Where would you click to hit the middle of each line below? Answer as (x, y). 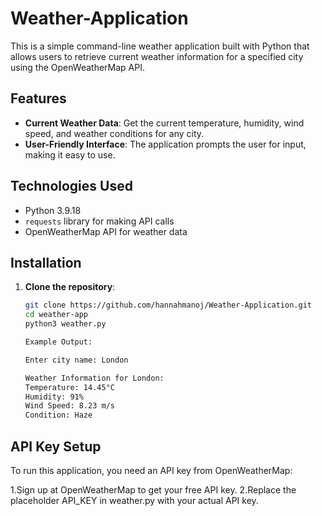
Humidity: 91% (54, 397)
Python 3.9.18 (53, 210)
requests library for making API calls (99, 221)
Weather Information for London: (94, 378)
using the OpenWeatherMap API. (77, 67)
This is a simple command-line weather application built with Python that (160, 46)
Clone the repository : (70, 287)
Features (38, 98)
